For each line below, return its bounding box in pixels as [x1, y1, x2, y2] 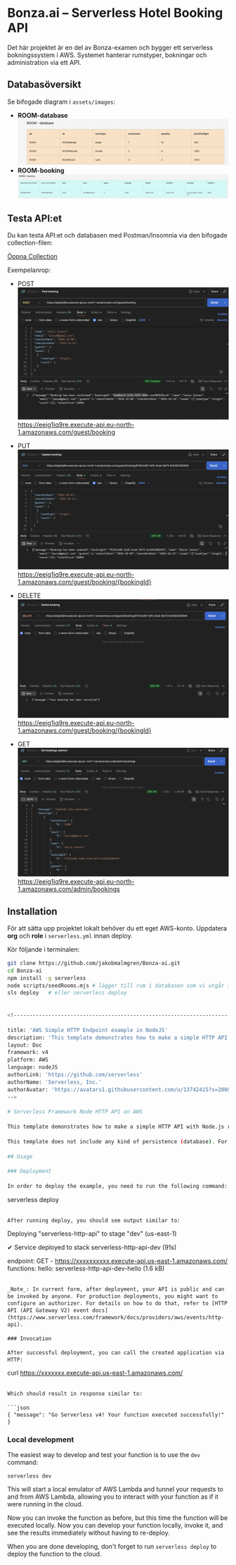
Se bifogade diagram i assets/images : [7, 97, 116, 106]
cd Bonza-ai [7, 967, 42, 974]
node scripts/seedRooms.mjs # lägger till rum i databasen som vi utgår [7, 982, 225, 989]
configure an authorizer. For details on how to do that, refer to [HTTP [7, 1300, 228, 1307]
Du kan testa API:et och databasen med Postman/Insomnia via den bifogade [7, 231, 228, 240]
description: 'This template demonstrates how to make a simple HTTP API [7, 1034, 228, 1041]
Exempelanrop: [7, 266, 51, 274]
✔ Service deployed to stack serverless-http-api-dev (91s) [7, 1243, 177, 1252]
